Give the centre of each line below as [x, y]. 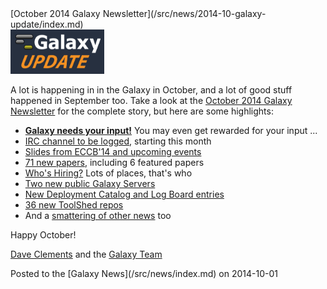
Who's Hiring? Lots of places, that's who [108, 173]
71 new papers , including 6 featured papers [114, 163]
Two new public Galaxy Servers [90, 184]
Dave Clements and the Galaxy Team [86, 254]
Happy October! [43, 235]
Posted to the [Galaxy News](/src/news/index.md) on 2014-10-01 [144, 274]
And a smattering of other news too [98, 216]
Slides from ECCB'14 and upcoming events [113, 152]
